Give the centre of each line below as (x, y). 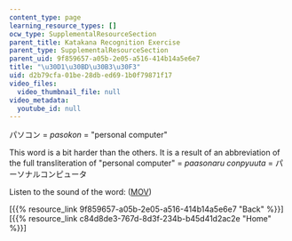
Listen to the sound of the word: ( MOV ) (81, 192)
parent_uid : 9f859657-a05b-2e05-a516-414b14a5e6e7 (105, 59)
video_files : (33, 84)
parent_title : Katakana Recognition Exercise (95, 42)
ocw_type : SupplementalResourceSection (83, 34)
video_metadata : (39, 100)
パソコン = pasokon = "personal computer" (88, 135)
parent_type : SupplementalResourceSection (89, 51)
